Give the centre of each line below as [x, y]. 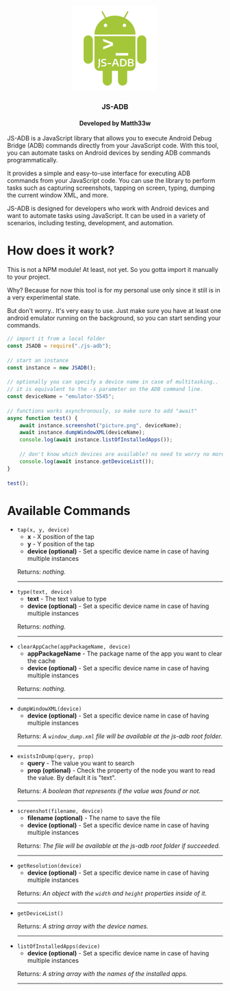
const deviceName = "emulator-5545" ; [61, 397]
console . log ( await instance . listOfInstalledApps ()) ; [96, 440]
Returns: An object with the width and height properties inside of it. [112, 893]
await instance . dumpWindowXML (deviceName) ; [82, 433]
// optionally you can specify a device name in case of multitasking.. [113, 382]
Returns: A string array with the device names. [83, 927]
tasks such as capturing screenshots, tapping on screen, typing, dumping [111, 188]
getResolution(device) [49, 866]
